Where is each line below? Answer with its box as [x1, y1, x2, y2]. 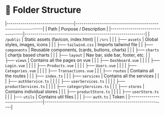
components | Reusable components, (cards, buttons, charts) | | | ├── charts [5, 47, 159, 53]
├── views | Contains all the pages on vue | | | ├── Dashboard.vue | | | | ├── [5, 57, 160, 63]
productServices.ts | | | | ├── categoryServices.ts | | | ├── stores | [5, 83, 144, 89]
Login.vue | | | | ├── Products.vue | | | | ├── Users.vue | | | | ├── [5, 62, 137, 68]
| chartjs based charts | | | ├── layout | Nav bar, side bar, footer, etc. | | [5, 52, 150, 58]
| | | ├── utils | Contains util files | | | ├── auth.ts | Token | [5, 93, 128, 100]
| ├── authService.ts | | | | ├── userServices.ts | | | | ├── [5, 78, 126, 84]
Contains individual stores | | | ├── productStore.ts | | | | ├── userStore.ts [5, 88, 159, 94]
